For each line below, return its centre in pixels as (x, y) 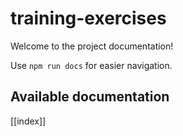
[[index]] (28, 121)
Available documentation (90, 97)
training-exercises (88, 18)
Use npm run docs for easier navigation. (91, 65)
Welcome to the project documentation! (92, 46)
